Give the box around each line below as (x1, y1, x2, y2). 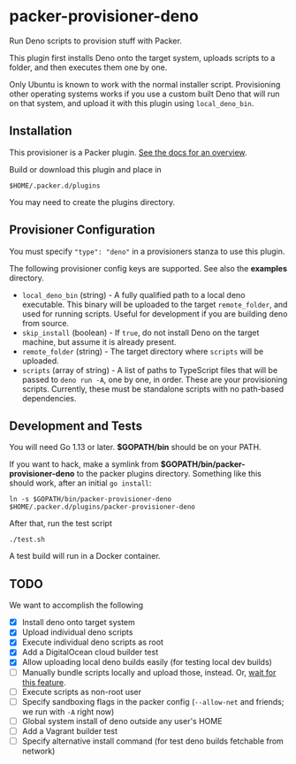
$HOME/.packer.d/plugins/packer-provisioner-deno (9, 502, 196, 512)
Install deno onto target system (21, 617, 135, 628)
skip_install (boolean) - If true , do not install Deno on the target (21, 327, 260, 338)
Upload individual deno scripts (21, 627, 133, 638)
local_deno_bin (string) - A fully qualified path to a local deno (21, 289, 246, 300)
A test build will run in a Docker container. (9, 551, 161, 562)
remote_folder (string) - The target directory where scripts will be (21, 346, 263, 356)
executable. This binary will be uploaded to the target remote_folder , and (21, 299, 288, 309)
